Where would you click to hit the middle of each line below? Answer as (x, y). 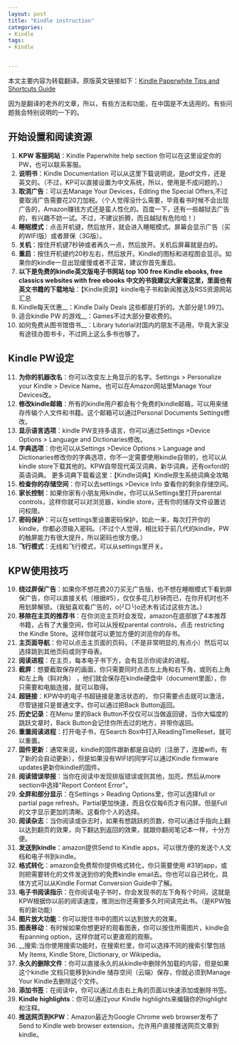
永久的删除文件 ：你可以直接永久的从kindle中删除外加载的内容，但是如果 (124, 964)
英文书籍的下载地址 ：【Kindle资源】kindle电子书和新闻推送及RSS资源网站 (125, 289)
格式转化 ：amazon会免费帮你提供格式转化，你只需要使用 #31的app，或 (123, 865)
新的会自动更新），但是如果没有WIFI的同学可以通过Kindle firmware (122, 758)
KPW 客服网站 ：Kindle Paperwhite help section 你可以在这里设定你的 (120, 155)
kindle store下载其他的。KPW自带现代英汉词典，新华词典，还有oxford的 (124, 466)
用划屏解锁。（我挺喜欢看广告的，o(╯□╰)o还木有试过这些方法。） (112, 607)
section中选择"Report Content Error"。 (75, 786)
